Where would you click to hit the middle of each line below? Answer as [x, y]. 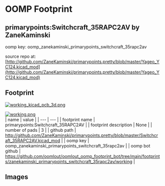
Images [17, 177]
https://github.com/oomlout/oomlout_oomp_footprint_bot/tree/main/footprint [82, 156]
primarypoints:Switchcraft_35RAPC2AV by [72, 27]
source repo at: [20, 56]
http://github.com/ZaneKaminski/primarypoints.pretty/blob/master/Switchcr [82, 135]
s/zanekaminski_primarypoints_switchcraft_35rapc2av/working [69, 161]
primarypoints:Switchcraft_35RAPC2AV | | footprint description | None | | [79, 125]
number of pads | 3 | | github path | [41, 130]
